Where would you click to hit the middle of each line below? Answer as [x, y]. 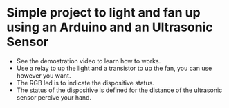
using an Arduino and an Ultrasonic [110, 27]
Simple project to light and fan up [104, 13]
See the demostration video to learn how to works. [89, 61]
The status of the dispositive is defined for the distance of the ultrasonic [119, 90]
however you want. [44, 75]
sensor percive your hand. [54, 97]
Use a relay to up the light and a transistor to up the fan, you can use [114, 68]
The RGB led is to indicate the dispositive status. [85, 83]
